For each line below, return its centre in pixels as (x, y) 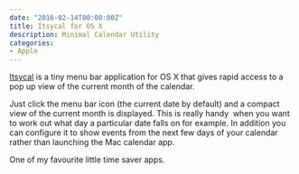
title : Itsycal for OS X (56, 26)
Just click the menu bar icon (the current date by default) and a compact (145, 104)
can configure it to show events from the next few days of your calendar (144, 133)
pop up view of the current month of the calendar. (102, 87)
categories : (32, 43)
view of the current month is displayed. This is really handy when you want (150, 114)
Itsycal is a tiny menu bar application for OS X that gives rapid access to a (146, 77)
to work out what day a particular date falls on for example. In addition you (148, 124)
